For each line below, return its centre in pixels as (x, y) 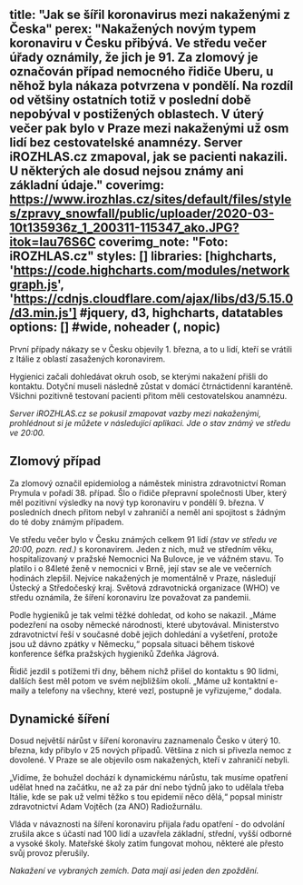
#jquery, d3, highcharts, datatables (181, 313)
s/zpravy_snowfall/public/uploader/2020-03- (142, 214)
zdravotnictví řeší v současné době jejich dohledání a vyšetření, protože (144, 634)
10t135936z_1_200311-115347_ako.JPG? (124, 228)
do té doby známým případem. (67, 522)
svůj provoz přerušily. (49, 853)
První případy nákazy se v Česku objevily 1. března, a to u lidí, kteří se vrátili (151, 349)
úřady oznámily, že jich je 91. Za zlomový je (134, 58)
